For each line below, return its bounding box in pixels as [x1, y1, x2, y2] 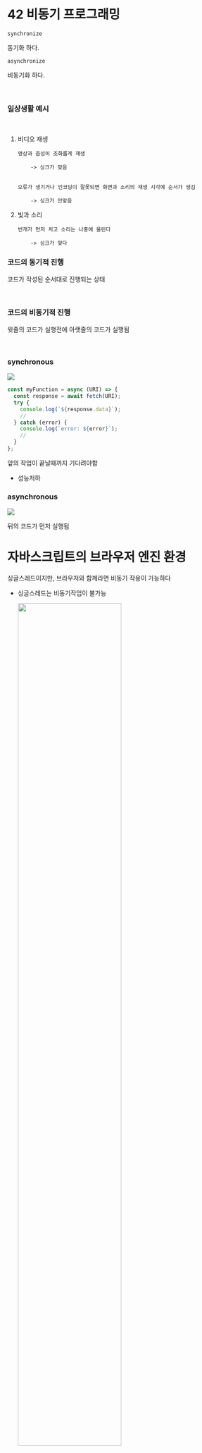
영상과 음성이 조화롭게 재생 [17, 150, 86, 157]
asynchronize [7, 57, 46, 64]
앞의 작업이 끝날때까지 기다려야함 [7, 458, 99, 467]
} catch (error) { [13, 419, 68, 426]
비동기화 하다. [7, 71, 46, 79]
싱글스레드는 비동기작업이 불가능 [17, 589, 107, 597]
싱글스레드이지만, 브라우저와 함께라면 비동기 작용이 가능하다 [7, 574, 171, 583]
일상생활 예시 [7, 104, 49, 114]
